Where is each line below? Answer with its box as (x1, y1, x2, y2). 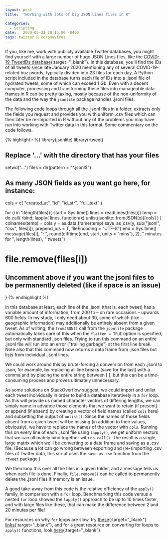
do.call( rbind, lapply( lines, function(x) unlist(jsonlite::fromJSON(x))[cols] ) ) (5, 215, 162, 221)
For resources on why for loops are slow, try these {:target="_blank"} (5, 517, 147, 523)
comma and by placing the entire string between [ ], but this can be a (5, 372, 147, 378)
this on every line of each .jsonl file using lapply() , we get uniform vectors (5, 429, 159, 435)
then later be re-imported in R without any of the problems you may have (5, 117, 155, 122)
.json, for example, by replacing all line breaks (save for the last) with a (5, 366, 151, 372)
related (5, 70, 20, 75)
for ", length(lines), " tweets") (5, 236, 66, 242)
